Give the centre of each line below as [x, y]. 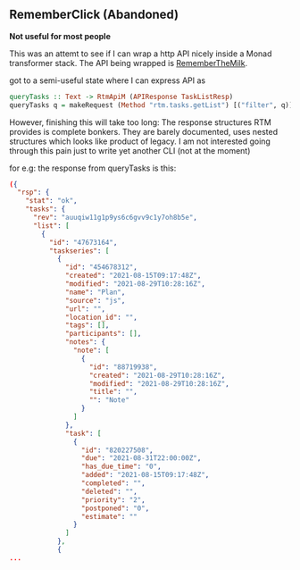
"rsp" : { [33, 193]
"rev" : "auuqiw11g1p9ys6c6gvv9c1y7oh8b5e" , [115, 218]
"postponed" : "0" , [115, 508]
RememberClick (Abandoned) [94, 15]
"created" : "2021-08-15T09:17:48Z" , [133, 276]
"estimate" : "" [109, 516]
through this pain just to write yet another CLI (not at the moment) [130, 150]
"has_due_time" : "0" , [121, 467]
